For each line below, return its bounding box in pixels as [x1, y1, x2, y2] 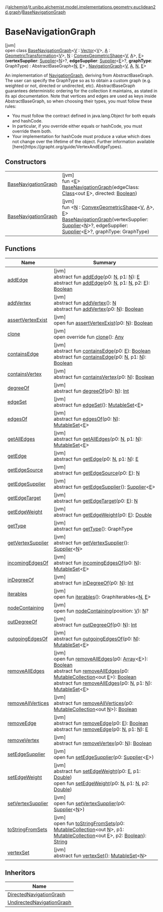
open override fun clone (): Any [53, 333, 124, 340]
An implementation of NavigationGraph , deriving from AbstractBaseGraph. [5, 72, 154, 78]
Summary [93, 259, 116, 266]
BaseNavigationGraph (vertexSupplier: [62, 216, 149, 223]
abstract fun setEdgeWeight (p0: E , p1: [53, 768, 141, 774]
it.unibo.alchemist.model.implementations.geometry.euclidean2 [29, 4, 156, 10]
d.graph [5, 9, 21, 15]
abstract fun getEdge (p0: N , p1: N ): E [53, 455, 139, 462]
